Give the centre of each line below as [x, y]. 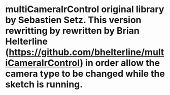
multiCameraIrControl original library [85, 9]
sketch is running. [44, 85]
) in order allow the [120, 63]
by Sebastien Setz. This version [73, 20]
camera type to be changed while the [85, 74]
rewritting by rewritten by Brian [72, 31]
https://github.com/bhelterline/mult [87, 52]
